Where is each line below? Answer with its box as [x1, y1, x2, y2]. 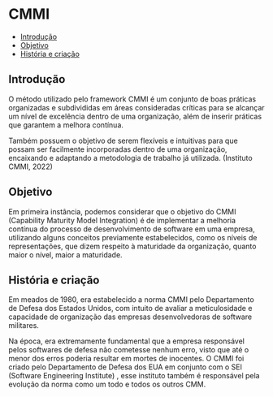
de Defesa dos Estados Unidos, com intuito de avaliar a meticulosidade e [8, 304, 253, 313]
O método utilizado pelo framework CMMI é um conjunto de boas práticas [8, 94, 257, 104]
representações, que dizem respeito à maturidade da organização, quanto [8, 241, 257, 251]
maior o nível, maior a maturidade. [8, 249, 123, 260]
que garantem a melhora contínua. [8, 119, 124, 130]
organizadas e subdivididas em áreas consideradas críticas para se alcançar [8, 102, 266, 112]
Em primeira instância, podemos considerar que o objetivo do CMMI [8, 206, 237, 216]
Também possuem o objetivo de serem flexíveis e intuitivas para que [8, 136, 238, 145]
